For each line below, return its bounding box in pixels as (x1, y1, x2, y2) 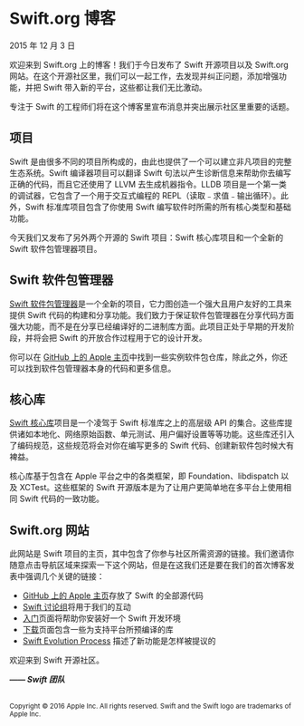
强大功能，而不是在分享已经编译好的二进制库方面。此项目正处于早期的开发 (9, 321, 287, 332)
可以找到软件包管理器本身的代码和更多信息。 (9, 363, 176, 373)
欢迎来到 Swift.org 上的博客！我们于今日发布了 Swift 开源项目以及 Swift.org (9, 59, 290, 70)
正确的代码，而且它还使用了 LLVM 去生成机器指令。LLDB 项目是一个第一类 (9, 179, 288, 189)
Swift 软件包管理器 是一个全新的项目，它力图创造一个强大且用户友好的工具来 (9, 298, 292, 309)
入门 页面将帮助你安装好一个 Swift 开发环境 (22, 613, 181, 624)
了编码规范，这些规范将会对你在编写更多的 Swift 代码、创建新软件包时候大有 (9, 440, 294, 451)
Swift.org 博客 (9, 8, 116, 29)
